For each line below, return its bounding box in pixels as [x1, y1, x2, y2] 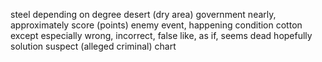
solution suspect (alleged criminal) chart [10, 40, 177, 52]
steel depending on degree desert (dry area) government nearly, [10, 9, 277, 20]
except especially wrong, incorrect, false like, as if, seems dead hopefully [10, 30, 313, 41]
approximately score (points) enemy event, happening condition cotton [10, 19, 303, 31]
